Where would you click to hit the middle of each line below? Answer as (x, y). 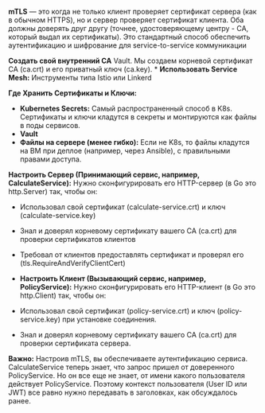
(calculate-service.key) (58, 215)
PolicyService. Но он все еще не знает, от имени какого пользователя (127, 376)
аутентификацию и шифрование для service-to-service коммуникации (127, 45)
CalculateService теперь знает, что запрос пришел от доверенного (121, 367)
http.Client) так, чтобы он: (63, 295)
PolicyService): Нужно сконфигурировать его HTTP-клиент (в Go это (138, 287)
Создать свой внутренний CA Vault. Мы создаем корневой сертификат (131, 60)
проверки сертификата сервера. (75, 343)
